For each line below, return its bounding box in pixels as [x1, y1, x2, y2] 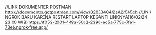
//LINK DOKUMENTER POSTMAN [5, 4, 71, 10]
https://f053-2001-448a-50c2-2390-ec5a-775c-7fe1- [28, 19, 136, 25]
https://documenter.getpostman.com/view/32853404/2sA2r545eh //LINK [5, 9, 152, 15]
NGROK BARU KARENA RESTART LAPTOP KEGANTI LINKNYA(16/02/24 [5, 14, 147, 20]
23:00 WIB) [5, 19, 28, 25]
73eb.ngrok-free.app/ [5, 24, 48, 30]
